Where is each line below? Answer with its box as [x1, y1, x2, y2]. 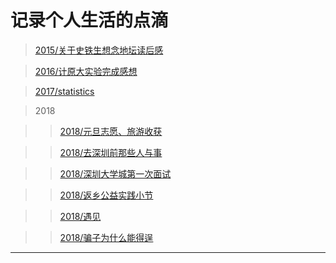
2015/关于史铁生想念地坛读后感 [34, 44, 164, 56]
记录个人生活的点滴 [10, 9, 169, 32]
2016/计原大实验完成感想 [34, 65, 138, 77]
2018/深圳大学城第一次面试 [59, 167, 172, 180]
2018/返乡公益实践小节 [59, 189, 154, 201]
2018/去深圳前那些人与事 [59, 146, 163, 158]
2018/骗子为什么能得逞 [59, 231, 154, 243]
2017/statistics [34, 85, 95, 97]
